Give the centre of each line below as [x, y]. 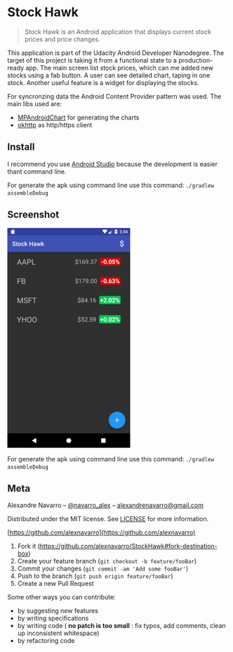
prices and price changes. [62, 39]
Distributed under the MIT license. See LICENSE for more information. [108, 519]
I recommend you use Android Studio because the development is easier [113, 164]
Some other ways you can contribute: [61, 597]
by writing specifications [53, 618]
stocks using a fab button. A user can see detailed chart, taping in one [109, 75]
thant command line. [37, 171]
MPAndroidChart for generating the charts [78, 117]
